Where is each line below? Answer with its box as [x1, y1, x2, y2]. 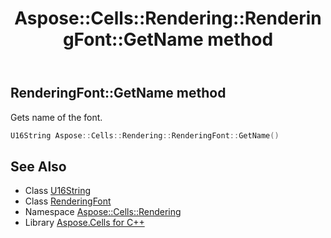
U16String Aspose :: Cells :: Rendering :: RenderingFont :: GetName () [10, 130, 280, 141]
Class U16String [24, 185, 92, 197]
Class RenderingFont [24, 195, 112, 207]
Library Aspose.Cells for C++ [24, 217, 145, 229]
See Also [10, 158, 67, 175]
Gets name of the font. [10, 111, 103, 123]
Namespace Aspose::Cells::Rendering [24, 206, 182, 218]
